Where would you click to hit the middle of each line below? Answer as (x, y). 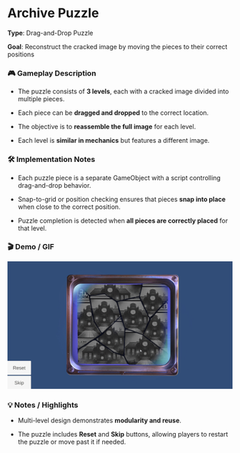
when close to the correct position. (69, 207)
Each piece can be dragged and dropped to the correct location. (113, 113)
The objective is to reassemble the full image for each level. (107, 127)
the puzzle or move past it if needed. (72, 442)
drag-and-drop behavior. (54, 185)
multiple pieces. (41, 99)
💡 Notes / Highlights (43, 404)
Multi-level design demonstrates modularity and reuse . (100, 421)
